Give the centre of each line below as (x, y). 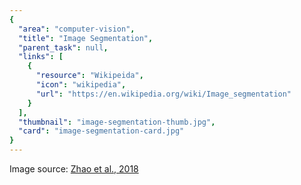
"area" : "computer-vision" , (77, 29)
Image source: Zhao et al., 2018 (74, 169)
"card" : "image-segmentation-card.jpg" (101, 131)
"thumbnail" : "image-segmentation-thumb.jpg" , (117, 122)
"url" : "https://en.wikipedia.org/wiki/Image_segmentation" (163, 94)
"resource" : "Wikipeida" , (89, 76)
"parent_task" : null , (63, 47)
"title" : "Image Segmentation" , (86, 38)
